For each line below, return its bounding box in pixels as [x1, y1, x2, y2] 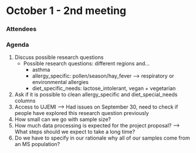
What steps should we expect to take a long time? [14, 128, 136, 135]
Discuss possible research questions [14, 54, 104, 61]
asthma [32, 66, 50, 74]
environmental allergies [32, 79, 89, 86]
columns [14, 98, 36, 105]
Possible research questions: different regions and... [23, 60, 150, 67]
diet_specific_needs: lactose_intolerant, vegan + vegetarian [32, 85, 176, 92]
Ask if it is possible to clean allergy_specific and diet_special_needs [14, 91, 178, 98]
